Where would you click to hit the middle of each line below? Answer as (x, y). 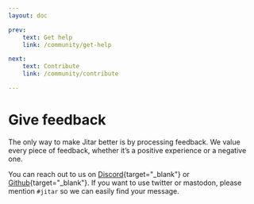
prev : (17, 30)
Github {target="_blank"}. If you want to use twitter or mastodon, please (125, 183)
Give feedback (57, 120)
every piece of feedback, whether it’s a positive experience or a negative (127, 150)
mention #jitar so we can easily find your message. (94, 191)
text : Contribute (51, 67)
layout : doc (28, 15)
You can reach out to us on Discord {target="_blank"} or (99, 174)
